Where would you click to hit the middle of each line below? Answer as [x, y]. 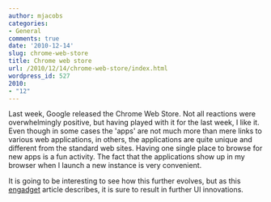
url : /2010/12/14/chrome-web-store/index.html [88, 69]
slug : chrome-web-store [49, 53]
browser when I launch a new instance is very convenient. [105, 166]
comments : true [34, 38]
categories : [28, 23]
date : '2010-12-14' [41, 46]
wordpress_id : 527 [39, 76]
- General [25, 31]
